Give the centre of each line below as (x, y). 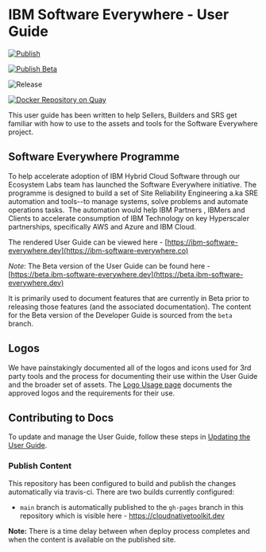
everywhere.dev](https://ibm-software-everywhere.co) (98, 250)
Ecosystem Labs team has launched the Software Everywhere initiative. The (132, 184)
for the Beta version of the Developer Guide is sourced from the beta (120, 315)
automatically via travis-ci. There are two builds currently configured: (121, 492)
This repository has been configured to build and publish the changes (122, 483)
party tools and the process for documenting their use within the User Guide (133, 376)
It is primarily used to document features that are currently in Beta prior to (129, 298)
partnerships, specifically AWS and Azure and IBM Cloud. (102, 226)
